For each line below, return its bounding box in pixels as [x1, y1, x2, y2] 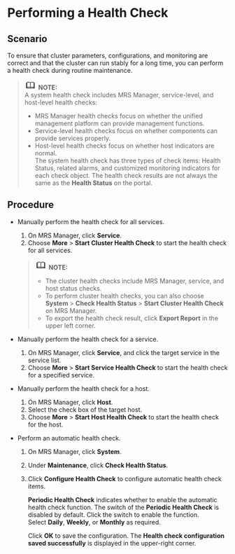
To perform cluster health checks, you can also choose [45, 291, 204, 300]
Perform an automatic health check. [17, 434, 121, 442]
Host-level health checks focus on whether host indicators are [34, 141, 215, 150]
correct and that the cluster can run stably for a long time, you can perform [7, 59, 224, 67]
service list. [27, 356, 62, 364]
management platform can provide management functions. [34, 119, 205, 127]
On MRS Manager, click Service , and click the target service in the [27, 348, 220, 356]
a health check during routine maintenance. [7, 67, 133, 74]
